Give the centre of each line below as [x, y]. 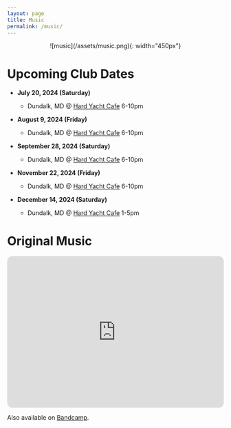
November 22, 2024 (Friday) [59, 173]
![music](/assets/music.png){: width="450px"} [115, 46]
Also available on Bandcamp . [48, 418]
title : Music [26, 20]
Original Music [50, 241]
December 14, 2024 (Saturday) [62, 200]
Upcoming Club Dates [71, 74]
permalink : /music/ [35, 26]
